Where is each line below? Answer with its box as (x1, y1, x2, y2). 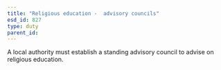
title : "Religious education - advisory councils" (7, 10, 159, 17)
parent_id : (7, 29, 39, 36)
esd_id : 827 (7, 16, 42, 23)
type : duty (7, 23, 39, 30)
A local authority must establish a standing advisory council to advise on (7, 48, 214, 56)
